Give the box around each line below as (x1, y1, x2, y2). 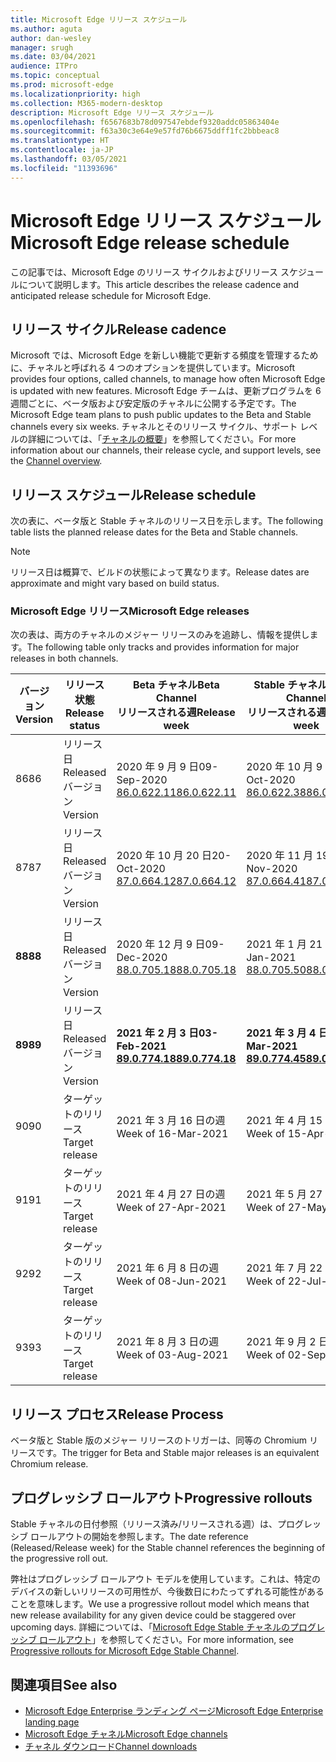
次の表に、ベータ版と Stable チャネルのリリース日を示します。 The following (10, 515, 324, 527)
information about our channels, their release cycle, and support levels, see (10, 444, 322, 456)
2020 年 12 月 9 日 (116, 937, 206, 951)
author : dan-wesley (10, 33, 92, 43)
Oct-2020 (116, 862, 166, 876)
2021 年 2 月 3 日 (116, 1026, 199, 1040)
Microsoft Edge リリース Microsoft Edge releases (10, 604, 250, 618)
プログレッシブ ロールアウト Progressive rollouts (10, 1489, 313, 1506)
